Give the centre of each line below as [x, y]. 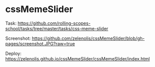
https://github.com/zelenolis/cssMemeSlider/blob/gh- [88, 38]
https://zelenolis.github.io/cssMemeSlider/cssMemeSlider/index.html [78, 58]
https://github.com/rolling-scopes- [54, 23]
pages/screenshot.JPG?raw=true [40, 43]
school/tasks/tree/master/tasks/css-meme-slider [57, 28]
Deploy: [14, 53]
